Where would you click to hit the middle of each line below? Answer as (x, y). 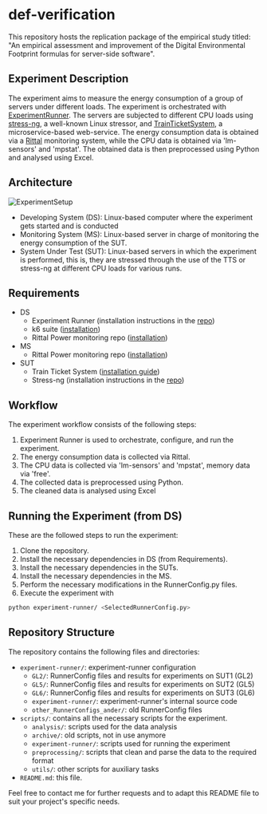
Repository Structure (62, 632)
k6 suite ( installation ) (66, 330)
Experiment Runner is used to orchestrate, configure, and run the (126, 440)
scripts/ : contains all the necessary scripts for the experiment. (124, 718)
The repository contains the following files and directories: (104, 651)
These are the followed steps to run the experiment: (93, 535)
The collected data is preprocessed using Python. (102, 482)
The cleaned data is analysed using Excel (88, 491)
